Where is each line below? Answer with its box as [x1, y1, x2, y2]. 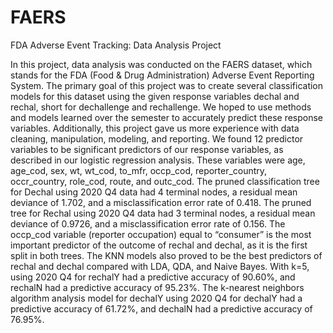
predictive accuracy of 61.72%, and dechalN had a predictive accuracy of [10, 302, 313, 315]
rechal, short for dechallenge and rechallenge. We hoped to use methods [10, 101, 312, 113]
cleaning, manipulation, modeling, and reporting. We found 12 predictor [10, 132, 304, 145]
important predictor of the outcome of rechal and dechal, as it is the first [10, 239, 308, 251]
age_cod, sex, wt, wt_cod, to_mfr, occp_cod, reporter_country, [10, 164, 268, 176]
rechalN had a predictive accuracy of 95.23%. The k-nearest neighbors [10, 281, 305, 293]
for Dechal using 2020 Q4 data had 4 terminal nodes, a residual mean [10, 186, 298, 198]
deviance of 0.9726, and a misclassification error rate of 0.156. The [10, 217, 286, 230]
